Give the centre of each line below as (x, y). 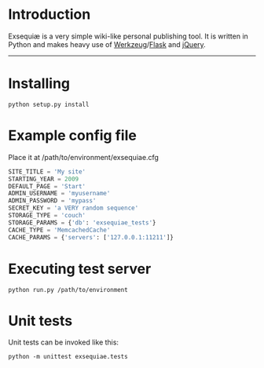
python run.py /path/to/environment (68, 290)
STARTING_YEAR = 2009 (44, 179)
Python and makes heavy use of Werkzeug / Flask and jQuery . (107, 44)
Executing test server (80, 269)
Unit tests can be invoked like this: (64, 342)
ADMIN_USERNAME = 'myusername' (59, 194)
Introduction (49, 15)
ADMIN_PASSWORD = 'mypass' (52, 201)
